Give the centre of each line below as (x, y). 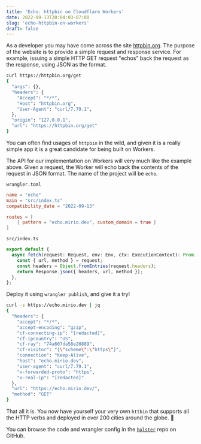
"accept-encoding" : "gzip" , (52, 327)
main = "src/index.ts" (34, 200)
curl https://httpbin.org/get (44, 75)
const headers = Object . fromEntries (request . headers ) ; (87, 266)
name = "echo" (24, 195)
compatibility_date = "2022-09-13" (51, 206)
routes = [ (20, 217)
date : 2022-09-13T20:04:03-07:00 (48, 17)
